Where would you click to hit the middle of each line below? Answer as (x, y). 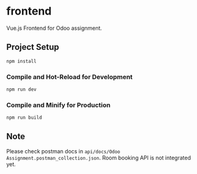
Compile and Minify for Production (59, 105)
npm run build (24, 118)
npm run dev (21, 89)
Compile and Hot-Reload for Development (70, 77)
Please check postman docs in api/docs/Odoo (63, 151)
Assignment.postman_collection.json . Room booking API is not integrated (99, 158)
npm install (21, 61)
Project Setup (33, 47)
